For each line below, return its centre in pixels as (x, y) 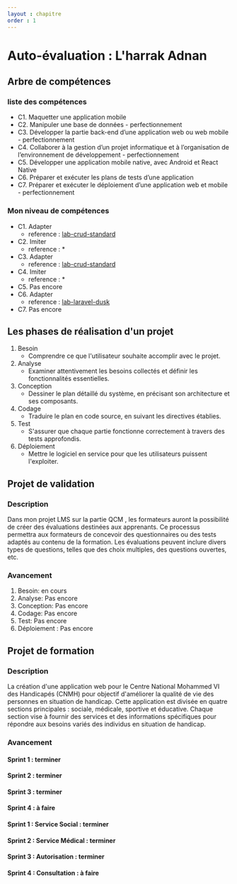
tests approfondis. (54, 439)
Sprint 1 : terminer (34, 759)
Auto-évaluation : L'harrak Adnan (107, 56)
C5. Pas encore (40, 286)
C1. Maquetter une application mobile (72, 117)
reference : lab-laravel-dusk (69, 301)
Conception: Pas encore (53, 606)
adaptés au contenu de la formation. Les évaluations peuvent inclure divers (117, 542)
